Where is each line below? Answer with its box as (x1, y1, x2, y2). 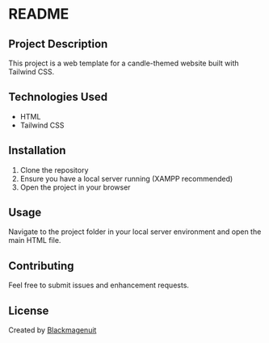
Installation (8, 144, 66, 157)
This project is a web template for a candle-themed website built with (8, 58, 240, 68)
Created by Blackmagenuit (8, 325, 97, 335)
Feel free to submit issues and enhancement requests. (8, 280, 190, 291)
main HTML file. (8, 236, 61, 245)
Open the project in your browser (19, 182, 131, 192)
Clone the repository (19, 165, 89, 174)
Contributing (8, 259, 74, 273)
